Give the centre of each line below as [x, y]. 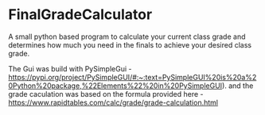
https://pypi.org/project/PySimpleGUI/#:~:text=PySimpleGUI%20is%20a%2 [132, 77]
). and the [238, 86]
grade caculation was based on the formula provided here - [106, 94]
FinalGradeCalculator [80, 15]
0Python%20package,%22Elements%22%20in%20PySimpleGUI [115, 86]
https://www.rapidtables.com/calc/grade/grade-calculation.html [113, 102]
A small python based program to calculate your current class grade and [127, 36]
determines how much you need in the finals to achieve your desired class [130, 44]
